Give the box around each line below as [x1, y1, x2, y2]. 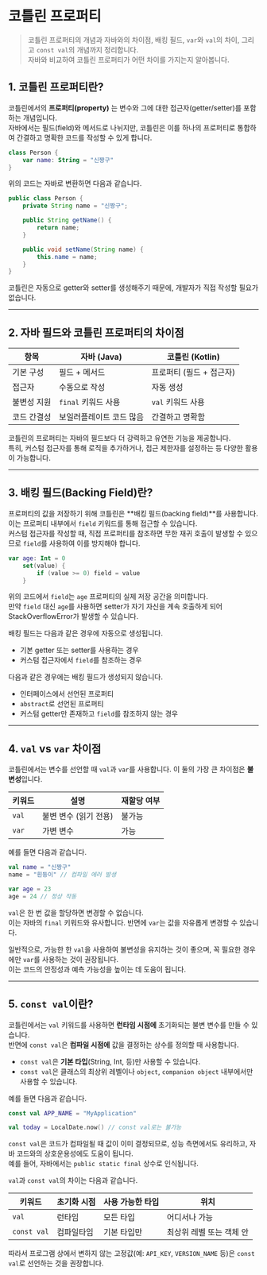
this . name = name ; [37, 253, 98, 261]
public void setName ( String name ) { [22, 245, 145, 253]
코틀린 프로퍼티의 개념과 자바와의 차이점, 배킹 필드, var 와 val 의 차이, [27, 35, 240, 44]
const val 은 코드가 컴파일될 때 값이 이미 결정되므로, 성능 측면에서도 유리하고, [8, 1139, 248, 1149]
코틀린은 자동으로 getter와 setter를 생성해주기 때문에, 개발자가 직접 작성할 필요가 [8, 283, 259, 292]
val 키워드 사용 [151, 396, 205, 408]
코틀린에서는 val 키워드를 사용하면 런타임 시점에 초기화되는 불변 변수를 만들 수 [8, 1020, 250, 1030]
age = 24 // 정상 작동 [8, 892, 77, 900]
